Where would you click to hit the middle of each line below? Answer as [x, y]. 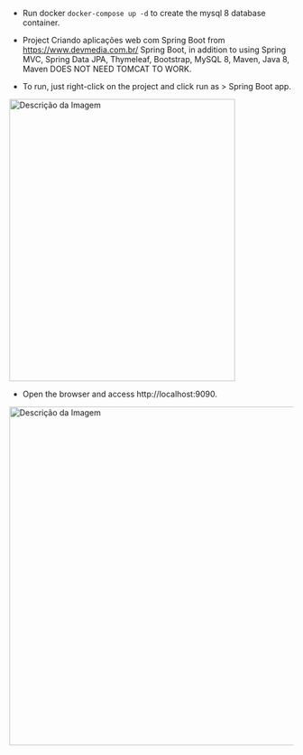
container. [41, 23]
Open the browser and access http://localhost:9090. [120, 394]
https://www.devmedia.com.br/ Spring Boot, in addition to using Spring [154, 50]
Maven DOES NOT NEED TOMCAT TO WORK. [107, 69]
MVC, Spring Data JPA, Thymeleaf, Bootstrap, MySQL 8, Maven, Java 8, [156, 59]
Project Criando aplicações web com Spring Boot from [124, 40]
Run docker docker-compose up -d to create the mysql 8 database [144, 13]
